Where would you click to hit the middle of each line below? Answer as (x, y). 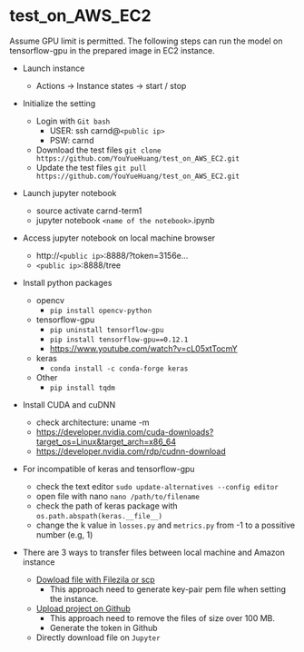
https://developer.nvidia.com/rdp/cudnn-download (131, 451)
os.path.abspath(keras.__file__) (99, 516)
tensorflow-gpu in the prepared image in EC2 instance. (112, 50)
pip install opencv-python (101, 311)
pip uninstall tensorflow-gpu (107, 330)
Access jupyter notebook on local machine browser (119, 238)
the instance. (74, 598)
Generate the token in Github (103, 627)
